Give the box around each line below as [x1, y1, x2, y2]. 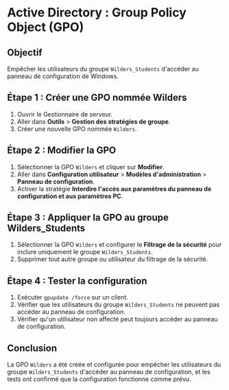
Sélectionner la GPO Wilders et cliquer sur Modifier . [16, 162, 165, 171]
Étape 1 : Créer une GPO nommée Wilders [7, 92, 187, 103]
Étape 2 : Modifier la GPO [7, 145, 117, 156]
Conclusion [7, 342, 58, 354]
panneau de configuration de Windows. [7, 72, 119, 80]
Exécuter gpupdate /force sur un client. [16, 293, 129, 302]
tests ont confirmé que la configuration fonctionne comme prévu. [7, 375, 192, 383]
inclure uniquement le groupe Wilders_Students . [16, 248, 153, 256]
